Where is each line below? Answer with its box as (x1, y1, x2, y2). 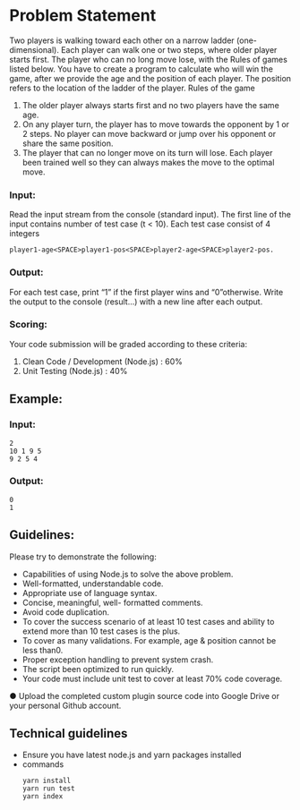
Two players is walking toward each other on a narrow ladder (9, 35, 235, 46)
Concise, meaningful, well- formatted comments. (21, 597, 203, 608)
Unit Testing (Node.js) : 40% (21, 365, 128, 376)
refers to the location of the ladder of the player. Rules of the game (9, 82, 255, 93)
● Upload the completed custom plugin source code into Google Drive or (9, 690, 280, 701)
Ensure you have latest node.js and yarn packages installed (21, 749, 242, 761)
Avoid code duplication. (21, 606, 110, 618)
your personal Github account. (9, 700, 122, 711)
